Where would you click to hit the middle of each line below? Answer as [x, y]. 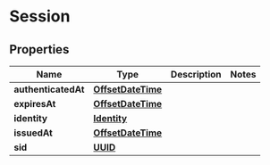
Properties [39, 49]
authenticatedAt [49, 89]
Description [196, 74]
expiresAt [35, 104]
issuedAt [34, 133]
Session [40, 16]
